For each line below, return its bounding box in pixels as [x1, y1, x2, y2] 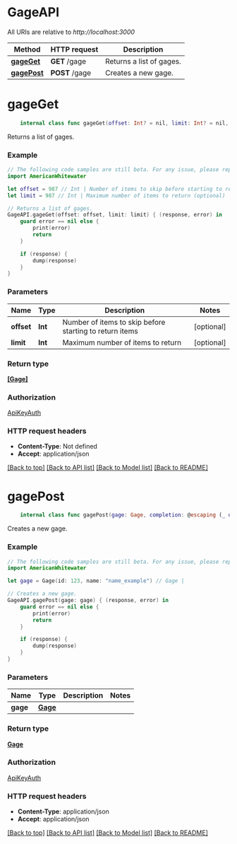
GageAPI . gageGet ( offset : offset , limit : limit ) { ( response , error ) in [7, 212, 223, 219]
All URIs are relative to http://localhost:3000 [7, 28, 135, 36]
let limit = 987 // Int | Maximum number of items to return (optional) [7, 192, 226, 199]
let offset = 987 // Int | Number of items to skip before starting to [7, 185, 222, 192]
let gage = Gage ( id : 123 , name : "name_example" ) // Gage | [7, 577, 185, 584]
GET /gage [50, 56, 87, 66]
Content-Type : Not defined [17, 442, 97, 451]
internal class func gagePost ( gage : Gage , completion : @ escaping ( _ [20, 511, 226, 519]
